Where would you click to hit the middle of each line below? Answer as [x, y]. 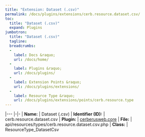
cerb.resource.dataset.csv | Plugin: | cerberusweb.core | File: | [69, 119]
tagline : [18, 41]
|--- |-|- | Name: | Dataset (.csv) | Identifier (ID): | [55, 114]
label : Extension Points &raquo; [48, 82]
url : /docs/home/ [31, 59]
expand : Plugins [26, 28]
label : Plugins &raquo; [38, 69]
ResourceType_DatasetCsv [32, 130]
